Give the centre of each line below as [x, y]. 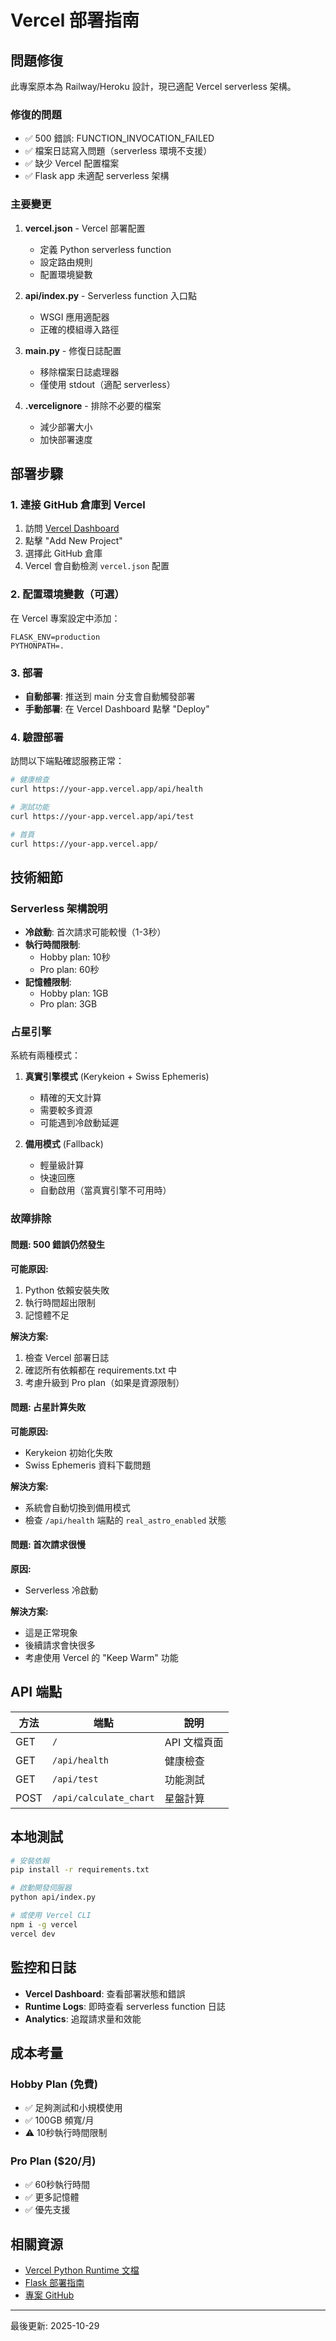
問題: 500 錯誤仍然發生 [57, 1244]
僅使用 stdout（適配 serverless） [107, 384]
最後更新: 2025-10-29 [55, 2326]
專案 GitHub [49, 2295]
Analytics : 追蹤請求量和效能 [83, 2018]
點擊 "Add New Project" [73, 541]
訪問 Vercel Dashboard [72, 528]
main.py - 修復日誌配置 [73, 350]
